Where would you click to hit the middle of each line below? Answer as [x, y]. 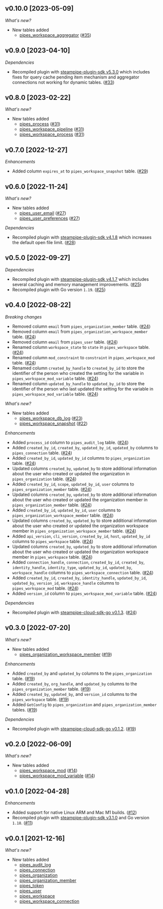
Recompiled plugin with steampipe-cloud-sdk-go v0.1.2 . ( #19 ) [74, 729]
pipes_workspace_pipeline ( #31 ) [52, 129]
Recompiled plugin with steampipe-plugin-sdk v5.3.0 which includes [81, 72]
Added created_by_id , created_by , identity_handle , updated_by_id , [80, 578]
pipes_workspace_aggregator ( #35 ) [55, 35]
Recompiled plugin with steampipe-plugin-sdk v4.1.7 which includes [80, 279]
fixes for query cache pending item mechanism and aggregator [76, 77]
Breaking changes [23, 317]
